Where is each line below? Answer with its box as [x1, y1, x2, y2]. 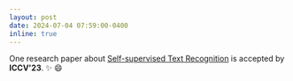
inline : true [9, 29, 58, 38]
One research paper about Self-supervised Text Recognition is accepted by [9, 54, 285, 64]
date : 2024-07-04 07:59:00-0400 [9, 21, 128, 30]
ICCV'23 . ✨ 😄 [9, 63, 63, 73]
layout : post [9, 12, 58, 22]
